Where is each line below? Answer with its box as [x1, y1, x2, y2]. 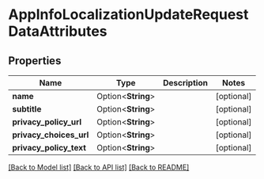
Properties [8, 54, 62, 67]
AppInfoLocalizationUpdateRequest [8, 6, 249, 24]
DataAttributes [8, 22, 108, 40]
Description [163, 78, 208, 88]
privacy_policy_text [12, 143, 87, 153]
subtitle [12, 104, 42, 114]
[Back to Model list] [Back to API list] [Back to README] [8, 162, 190, 172]
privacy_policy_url [12, 116, 82, 128]
